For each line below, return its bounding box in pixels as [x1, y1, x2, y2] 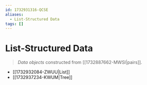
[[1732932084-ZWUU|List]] [12, 69, 70, 75]
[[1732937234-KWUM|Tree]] [12, 74, 73, 80]
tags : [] [5, 21, 24, 26]
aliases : [5, 12, 24, 17]
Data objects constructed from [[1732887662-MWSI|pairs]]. [17, 59, 142, 65]
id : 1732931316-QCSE [5, 7, 49, 12]
